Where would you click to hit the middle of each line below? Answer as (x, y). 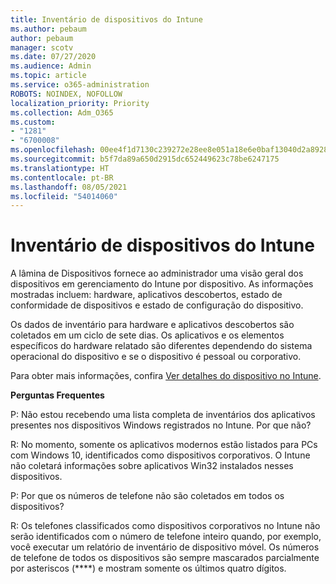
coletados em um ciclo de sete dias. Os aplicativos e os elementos (147, 335)
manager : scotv (42, 47)
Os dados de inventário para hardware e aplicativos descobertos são (152, 325)
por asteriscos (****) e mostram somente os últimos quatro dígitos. (148, 568)
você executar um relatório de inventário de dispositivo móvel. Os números (165, 547)
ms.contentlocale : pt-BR (62, 177)
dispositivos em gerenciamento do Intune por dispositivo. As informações (162, 284)
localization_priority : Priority (80, 103)
